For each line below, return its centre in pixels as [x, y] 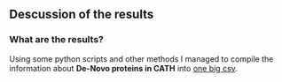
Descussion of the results [82, 15]
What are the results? [56, 40]
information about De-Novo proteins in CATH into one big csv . [123, 68]
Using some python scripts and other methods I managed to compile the [141, 59]
